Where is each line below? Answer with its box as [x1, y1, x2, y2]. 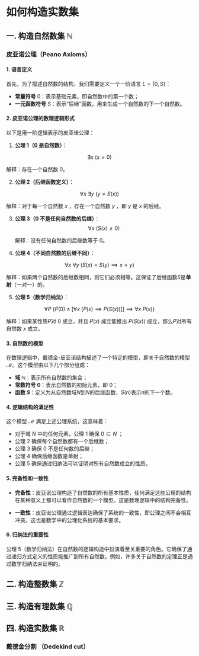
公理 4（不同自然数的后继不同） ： [14, 249, 95, 257]
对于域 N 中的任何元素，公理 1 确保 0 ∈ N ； [14, 430, 124, 437]
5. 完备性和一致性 [6, 475, 49, 482]
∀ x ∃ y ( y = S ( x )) [79, 190, 120, 197]
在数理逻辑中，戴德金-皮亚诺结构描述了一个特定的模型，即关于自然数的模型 [6, 354, 191, 361]
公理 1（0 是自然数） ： [14, 142, 68, 149]
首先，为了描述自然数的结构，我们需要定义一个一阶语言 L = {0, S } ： [6, 80, 171, 87]
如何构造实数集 [6, 5, 79, 19]
